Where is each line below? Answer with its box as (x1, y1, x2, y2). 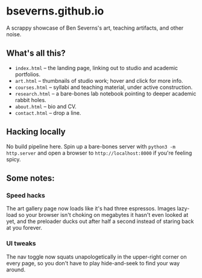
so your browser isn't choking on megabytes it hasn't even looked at (18, 212, 189, 219)
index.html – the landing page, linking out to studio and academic (14, 64, 178, 71)
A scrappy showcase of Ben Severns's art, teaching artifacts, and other (6, 24, 184, 31)
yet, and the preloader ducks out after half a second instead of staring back (6, 218, 194, 225)
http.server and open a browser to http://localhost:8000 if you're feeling (6, 149, 192, 157)
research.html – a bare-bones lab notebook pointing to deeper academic (14, 89, 197, 97)
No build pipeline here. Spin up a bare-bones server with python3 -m (6, 143, 176, 150)
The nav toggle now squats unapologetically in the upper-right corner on (6, 253, 187, 260)
